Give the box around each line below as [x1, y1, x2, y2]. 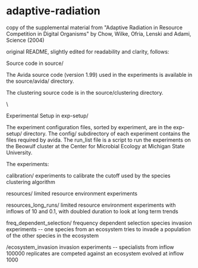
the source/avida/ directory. [6, 77, 74, 85]
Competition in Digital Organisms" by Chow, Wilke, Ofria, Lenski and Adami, [6, 30, 191, 37]
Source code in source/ [6, 60, 64, 67]
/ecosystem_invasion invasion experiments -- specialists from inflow [6, 243, 174, 251]
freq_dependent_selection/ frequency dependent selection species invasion [6, 219, 192, 226]
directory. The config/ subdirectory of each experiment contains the [23, 130, 190, 137]
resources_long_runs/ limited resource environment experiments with [6, 201, 176, 208]
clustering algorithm [6, 178, 55, 185]
